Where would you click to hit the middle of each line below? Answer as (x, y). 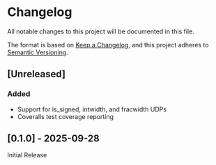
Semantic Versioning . (38, 52)
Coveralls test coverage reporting (65, 116)
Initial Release (27, 155)
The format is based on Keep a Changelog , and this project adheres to (108, 45)
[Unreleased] (37, 74)
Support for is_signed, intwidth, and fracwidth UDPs (92, 109)
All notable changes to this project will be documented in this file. (101, 31)
